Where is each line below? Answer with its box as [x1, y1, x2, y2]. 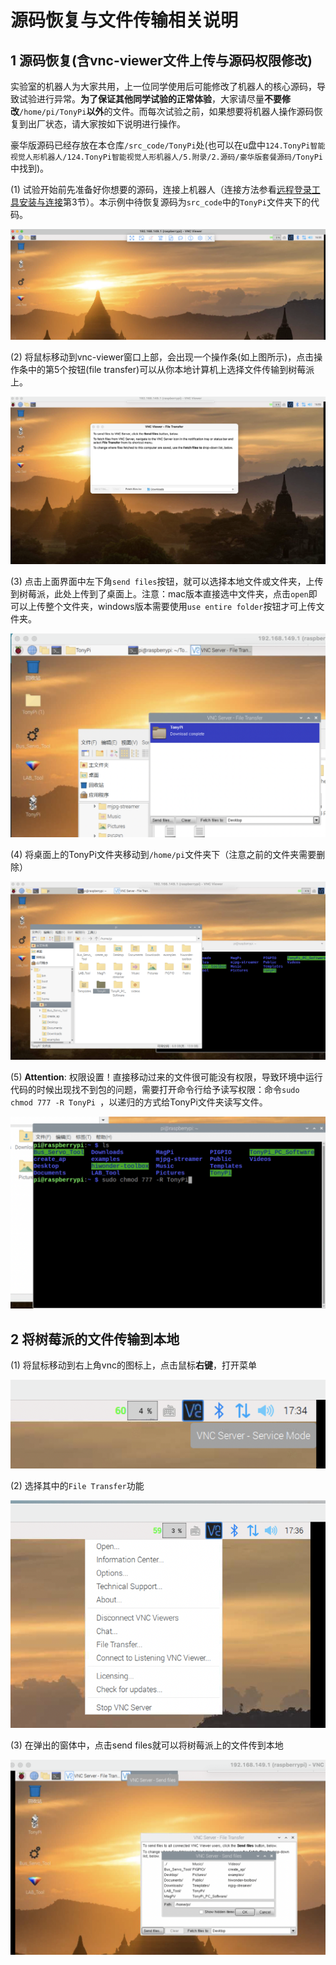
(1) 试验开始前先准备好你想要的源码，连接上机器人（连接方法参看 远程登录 [10, 184, 312, 195]
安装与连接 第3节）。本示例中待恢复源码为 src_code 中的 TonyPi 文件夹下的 [18, 196, 311, 208]
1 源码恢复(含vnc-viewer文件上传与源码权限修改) [10, 52, 313, 69]
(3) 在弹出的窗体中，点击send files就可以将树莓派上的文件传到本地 [10, 1739, 284, 1751]
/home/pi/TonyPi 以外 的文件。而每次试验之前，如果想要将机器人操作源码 [19, 106, 315, 117]
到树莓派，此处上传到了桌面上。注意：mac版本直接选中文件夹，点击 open [10, 587, 309, 600]
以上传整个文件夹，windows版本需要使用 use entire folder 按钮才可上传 [18, 600, 317, 612]
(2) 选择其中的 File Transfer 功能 [10, 1480, 145, 1492]
